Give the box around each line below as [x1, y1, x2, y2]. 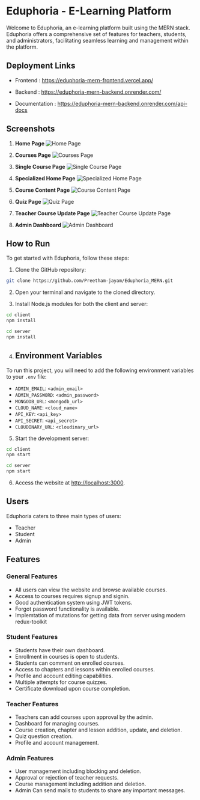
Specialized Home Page [14, 174, 76, 182]
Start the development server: [14, 435, 89, 442]
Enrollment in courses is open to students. [14, 653, 120, 660]
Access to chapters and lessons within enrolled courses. [14, 665, 155, 673]
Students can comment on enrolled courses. [14, 659, 125, 667]
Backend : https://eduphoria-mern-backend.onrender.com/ [14, 88, 162, 96]
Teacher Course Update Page [14, 209, 90, 217]
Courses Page [14, 151, 51, 159]
